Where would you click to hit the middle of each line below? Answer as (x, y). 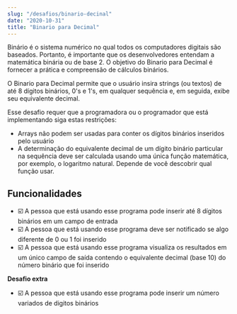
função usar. (36, 172)
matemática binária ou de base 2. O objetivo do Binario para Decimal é (110, 62)
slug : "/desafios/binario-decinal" (60, 14)
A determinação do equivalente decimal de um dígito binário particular (120, 149)
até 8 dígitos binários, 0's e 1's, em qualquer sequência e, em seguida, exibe (118, 91)
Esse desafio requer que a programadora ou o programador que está (108, 112)
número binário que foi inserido (63, 265)
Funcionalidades (45, 193)
